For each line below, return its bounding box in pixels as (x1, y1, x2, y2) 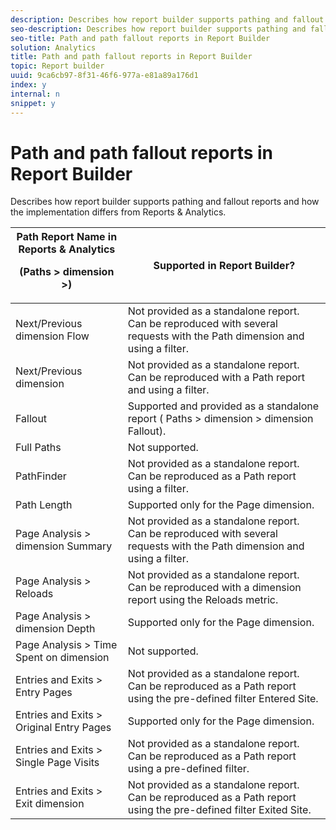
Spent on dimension (15, 651, 110, 665)
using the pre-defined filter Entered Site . (127, 692, 319, 706)
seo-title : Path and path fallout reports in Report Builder (10, 33, 271, 43)
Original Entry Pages (15, 721, 112, 735)
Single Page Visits (15, 756, 100, 770)
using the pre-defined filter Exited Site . (127, 803, 312, 817)
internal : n (10, 89, 60, 99)
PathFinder (15, 469, 67, 483)
